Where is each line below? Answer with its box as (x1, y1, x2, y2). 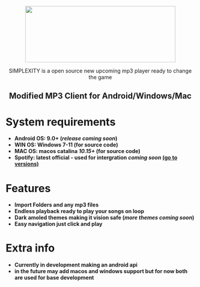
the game (88, 74, 112, 80)
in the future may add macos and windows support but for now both (14, 268, 188, 275)
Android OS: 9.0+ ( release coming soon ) (14, 135, 118, 142)
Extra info (5, 241, 55, 255)
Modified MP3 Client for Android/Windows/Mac (9, 91, 192, 101)
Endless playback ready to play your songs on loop (14, 208, 145, 215)
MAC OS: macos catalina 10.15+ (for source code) (14, 148, 141, 155)
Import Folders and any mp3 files (14, 201, 99, 208)
